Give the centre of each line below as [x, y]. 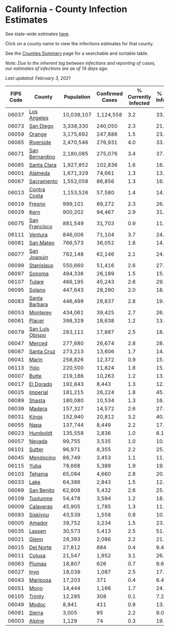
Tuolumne [41, 498]
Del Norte [40, 547]
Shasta [37, 400]
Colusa [37, 555]
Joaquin [39, 257]
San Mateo [42, 243]
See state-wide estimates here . [37, 34]
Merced [38, 343]
